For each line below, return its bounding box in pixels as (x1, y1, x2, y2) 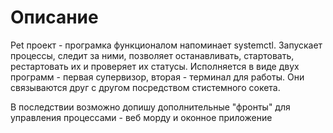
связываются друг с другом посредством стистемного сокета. (10, 81, 281, 93)
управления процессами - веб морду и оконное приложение (10, 111, 273, 123)
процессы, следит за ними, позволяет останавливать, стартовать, (10, 49, 295, 61)
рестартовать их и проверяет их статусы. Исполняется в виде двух (10, 60, 300, 72)
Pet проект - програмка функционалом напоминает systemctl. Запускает (10, 39, 323, 51)
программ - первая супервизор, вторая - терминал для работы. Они (10, 71, 305, 83)
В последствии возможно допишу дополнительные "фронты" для (10, 101, 291, 113)
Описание (10, 6, 99, 29)
